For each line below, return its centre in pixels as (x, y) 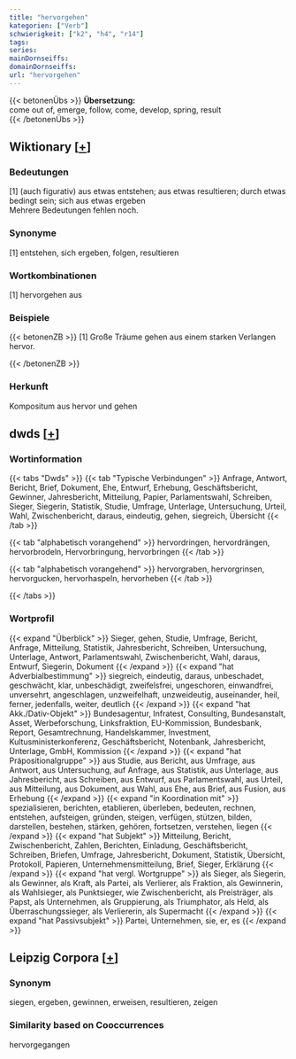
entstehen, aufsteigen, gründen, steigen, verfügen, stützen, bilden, (131, 817)
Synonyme (33, 233)
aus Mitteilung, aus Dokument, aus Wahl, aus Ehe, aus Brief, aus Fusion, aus (148, 789)
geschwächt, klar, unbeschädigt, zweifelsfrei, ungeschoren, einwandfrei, (141, 685)
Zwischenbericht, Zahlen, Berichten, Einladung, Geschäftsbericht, (129, 845)
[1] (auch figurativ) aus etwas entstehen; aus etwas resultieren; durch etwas (148, 191)
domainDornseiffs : (43, 67)
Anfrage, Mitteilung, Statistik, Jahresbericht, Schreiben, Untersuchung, (138, 647)
